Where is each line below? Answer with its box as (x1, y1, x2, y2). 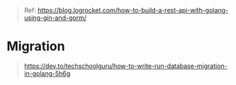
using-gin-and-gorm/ (23, 13, 86, 22)
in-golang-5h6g (23, 69, 71, 77)
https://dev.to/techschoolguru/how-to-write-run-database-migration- (23, 62, 227, 70)
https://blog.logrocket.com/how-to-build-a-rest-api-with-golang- (37, 6, 228, 14)
